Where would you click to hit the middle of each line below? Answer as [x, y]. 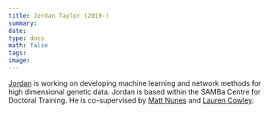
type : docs [26, 38]
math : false [28, 46]
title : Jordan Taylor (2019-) [59, 16]
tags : [17, 53]
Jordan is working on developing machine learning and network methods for [135, 83]
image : [19, 61]
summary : [23, 23]
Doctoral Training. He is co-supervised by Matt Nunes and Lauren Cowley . [131, 100]
